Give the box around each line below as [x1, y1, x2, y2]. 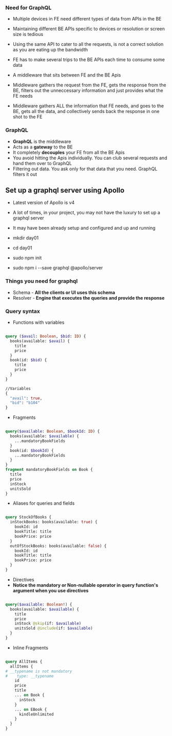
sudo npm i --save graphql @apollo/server [12, 265, 103, 271]
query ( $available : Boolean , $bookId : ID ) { [5, 429, 100, 434]
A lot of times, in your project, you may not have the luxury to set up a [12, 210, 161, 216]
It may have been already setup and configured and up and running [12, 225, 156, 231]
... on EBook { [14, 707, 47, 712]
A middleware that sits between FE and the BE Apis [12, 72, 121, 78]
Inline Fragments [12, 645, 49, 651]
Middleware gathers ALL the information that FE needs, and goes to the [12, 103, 164, 109]
